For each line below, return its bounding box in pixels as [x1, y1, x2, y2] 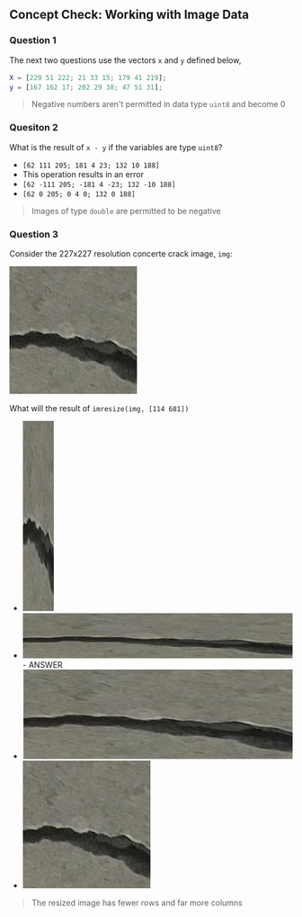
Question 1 [9, 34, 57, 47]
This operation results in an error [22, 168, 144, 179]
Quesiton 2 [9, 121, 58, 134]
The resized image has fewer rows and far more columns [31, 897, 243, 908]
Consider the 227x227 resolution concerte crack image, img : [9, 248, 233, 259]
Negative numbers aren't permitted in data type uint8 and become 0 [31, 99, 286, 110]
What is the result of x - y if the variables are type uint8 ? [9, 141, 223, 152]
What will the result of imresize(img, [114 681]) [9, 403, 190, 414]
